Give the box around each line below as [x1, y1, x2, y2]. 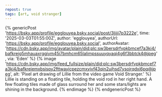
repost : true [5, 7, 32, 12]
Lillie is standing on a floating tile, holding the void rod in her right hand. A [5, 76, 152, 82]
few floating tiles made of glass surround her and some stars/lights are [5, 81, 146, 87]
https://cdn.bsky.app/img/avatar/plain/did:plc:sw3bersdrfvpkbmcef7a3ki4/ [6, 45, 156, 51]
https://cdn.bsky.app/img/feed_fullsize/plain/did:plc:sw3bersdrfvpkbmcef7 [6, 61, 157, 67]
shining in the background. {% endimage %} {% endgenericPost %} [5, 86, 141, 92]
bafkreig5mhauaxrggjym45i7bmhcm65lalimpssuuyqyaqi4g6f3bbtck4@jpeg [5, 50, 156, 56]
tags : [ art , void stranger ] [5, 12, 62, 16]
